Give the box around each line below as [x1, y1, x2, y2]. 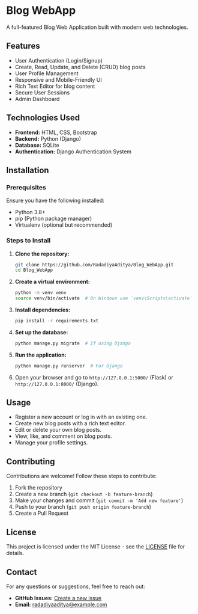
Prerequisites [6, 183, 46, 191]
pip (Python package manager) [14, 215, 92, 223]
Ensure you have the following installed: [6, 197, 105, 204]
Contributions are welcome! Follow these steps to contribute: [6, 473, 157, 480]
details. [6, 550, 25, 557]
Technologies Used [6, 112, 80, 123]
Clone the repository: [14, 250, 70, 257]
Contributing [6, 456, 55, 467]
